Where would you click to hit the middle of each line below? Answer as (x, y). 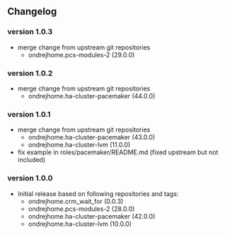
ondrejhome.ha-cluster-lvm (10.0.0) (80, 224)
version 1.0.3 (30, 32)
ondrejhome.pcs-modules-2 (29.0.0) (81, 55)
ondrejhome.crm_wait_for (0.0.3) (76, 201)
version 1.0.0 (30, 178)
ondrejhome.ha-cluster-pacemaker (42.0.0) (92, 216)
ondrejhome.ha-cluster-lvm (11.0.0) (79, 145)
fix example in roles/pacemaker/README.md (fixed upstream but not (118, 152)
